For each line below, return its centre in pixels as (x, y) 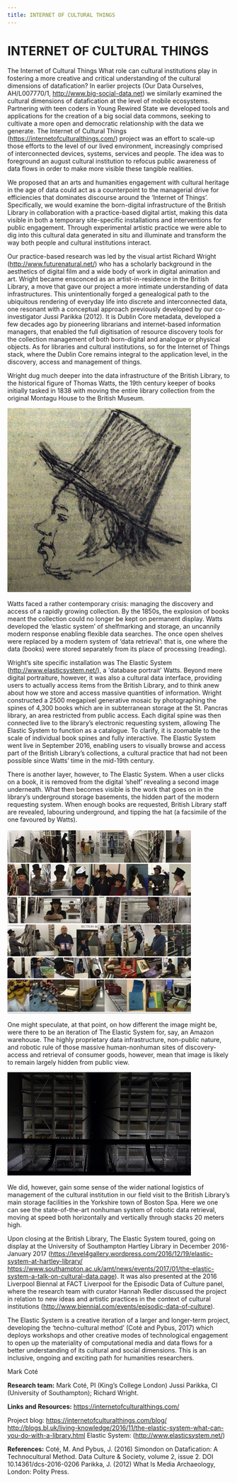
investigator (25, 316)
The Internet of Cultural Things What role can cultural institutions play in (112, 70)
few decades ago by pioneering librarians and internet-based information (114, 324)
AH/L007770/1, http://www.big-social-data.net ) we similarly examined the (115, 93)
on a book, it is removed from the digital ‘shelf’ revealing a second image (113, 782)
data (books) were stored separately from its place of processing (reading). (117, 649)
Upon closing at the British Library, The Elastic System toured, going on (111, 1238)
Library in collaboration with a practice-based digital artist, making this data (117, 212)
